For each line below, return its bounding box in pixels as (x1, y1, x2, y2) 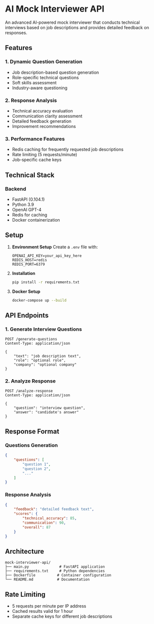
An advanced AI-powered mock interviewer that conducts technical (5, 19, 140, 25)
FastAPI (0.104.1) (12, 196, 45, 202)
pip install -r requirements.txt (12, 280, 80, 285)
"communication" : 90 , (22, 520, 66, 526)
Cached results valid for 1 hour (12, 608, 74, 614)
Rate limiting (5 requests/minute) (12, 152, 77, 158)
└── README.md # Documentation (5, 577, 90, 582)
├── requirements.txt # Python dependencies (5, 569, 105, 574)
